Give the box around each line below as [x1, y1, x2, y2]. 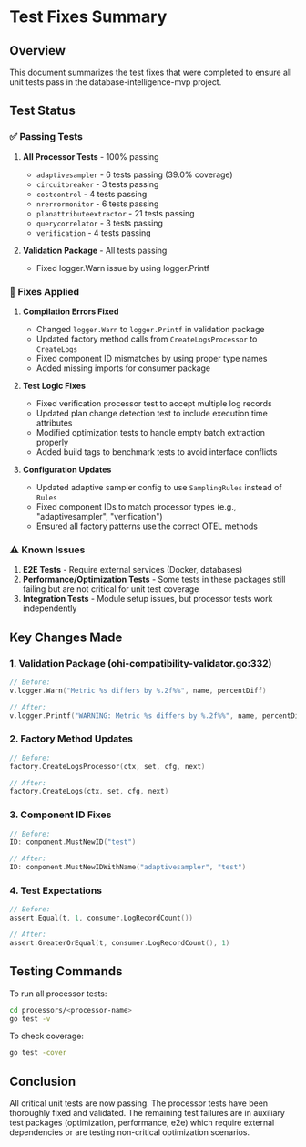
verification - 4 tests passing [36, 226, 152, 238]
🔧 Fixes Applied [9, 285, 80, 298]
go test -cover [9, 1048, 67, 1058]
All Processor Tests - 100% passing [22, 151, 159, 162]
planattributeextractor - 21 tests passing [36, 207, 195, 218]
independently [22, 603, 77, 614]
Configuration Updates [22, 464, 112, 475]
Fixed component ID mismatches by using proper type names [36, 353, 268, 363]
